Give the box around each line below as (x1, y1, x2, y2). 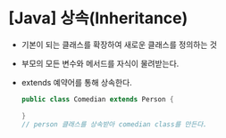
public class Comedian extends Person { (21, 94, 174, 103)
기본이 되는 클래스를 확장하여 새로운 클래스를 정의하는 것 (21, 39, 218, 50)
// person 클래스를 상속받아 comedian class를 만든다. (21, 119, 207, 129)
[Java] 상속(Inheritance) (8, 8, 188, 28)
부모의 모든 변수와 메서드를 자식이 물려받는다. (21, 58, 180, 69)
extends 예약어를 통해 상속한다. (21, 77, 133, 87)
